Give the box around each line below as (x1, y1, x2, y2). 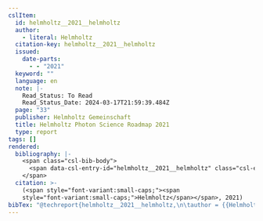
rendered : (8, 143, 41, 150)
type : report (15, 128, 58, 136)
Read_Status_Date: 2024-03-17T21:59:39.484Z (22, 99, 170, 107)
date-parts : (22, 56, 61, 63)
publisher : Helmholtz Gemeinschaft (15, 114, 131, 121)
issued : (15, 48, 41, 56)
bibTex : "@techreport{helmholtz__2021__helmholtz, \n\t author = (8, 201, 219, 208)
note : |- (15, 84, 44, 92)
